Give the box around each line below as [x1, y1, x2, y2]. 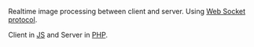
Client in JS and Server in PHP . [8, 31, 109, 39]
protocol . [8, 15, 38, 24]
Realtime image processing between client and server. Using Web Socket [8, 7, 246, 16]
